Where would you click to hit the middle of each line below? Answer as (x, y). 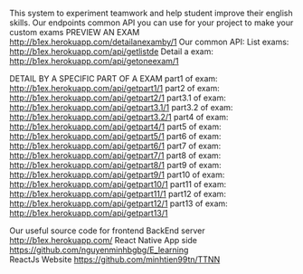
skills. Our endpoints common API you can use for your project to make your (151, 23)
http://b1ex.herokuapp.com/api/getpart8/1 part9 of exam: (115, 165)
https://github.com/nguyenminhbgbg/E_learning (99, 250)
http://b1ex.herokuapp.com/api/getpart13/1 (89, 213)
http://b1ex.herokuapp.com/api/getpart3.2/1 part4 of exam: (119, 117)
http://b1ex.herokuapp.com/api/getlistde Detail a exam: (112, 52)
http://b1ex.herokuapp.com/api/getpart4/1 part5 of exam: (115, 127)
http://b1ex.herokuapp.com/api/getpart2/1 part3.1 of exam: (118, 98)
